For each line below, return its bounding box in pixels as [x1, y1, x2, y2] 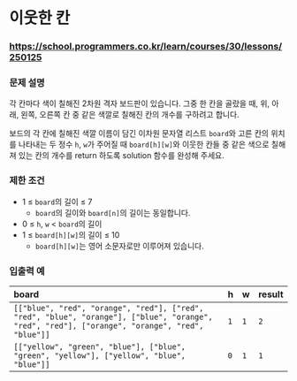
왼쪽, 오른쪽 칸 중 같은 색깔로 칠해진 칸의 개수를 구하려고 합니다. [20, 110, 240, 120]
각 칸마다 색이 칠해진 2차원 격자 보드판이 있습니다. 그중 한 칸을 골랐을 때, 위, [9, 98, 270, 109]
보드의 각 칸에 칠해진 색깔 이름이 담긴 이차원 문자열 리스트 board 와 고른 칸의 [9, 128, 270, 139]
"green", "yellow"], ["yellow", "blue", [13, 351, 186, 361]
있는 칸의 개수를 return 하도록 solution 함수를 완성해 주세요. [18, 150, 225, 161]
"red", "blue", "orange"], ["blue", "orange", [13, 312, 214, 322]
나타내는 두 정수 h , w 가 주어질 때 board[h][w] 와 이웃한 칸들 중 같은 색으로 [18, 139, 270, 150]
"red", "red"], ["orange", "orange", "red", [13, 321, 204, 331]
